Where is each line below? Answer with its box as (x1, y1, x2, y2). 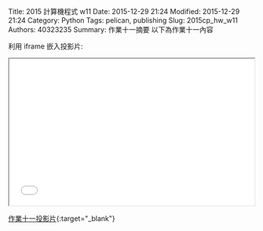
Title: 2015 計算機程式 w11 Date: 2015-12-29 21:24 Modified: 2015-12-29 (8, 7, 240, 16)
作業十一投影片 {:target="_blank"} (8, 214, 115, 223)
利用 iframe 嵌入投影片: (8, 42, 84, 51)
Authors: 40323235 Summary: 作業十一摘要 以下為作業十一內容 (8, 25, 214, 34)
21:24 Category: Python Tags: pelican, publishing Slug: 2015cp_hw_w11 (8, 16, 238, 25)
